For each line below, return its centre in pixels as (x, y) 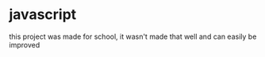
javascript (43, 15)
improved (25, 44)
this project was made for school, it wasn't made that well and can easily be (133, 36)
